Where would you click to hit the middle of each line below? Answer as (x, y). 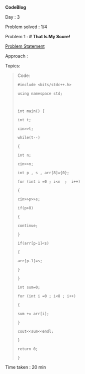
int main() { (31, 111)
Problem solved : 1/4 (26, 27)
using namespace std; (40, 94)
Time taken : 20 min (26, 367)
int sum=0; (29, 287)
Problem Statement (25, 46)
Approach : (17, 56)
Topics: (13, 66)
